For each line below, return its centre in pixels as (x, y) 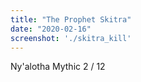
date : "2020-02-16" (51, 29)
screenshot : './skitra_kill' (71, 38)
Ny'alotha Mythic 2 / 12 (58, 67)
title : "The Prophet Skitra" (71, 19)
